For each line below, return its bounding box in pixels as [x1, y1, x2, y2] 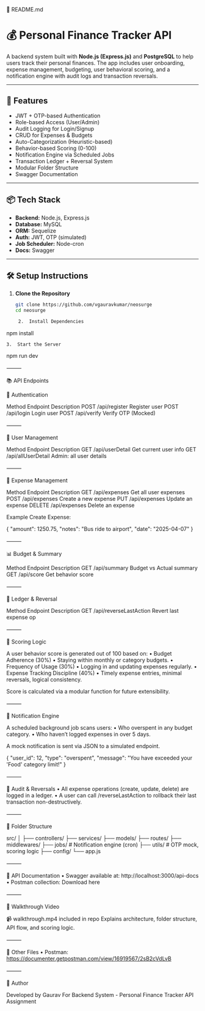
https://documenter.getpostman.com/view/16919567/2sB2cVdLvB [6, 955, 172, 962]
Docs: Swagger [15, 246, 55, 254]
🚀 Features [6, 95, 48, 106]
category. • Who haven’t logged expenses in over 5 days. [6, 731, 151, 738]
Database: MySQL [15, 220, 62, 228]
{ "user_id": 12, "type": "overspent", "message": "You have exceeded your [6, 754, 193, 761]
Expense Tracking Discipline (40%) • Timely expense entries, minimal [6, 670, 182, 676]
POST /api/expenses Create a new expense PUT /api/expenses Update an [6, 495, 193, 502]
